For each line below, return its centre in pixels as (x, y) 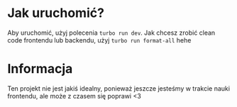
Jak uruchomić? (56, 13)
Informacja (40, 69)
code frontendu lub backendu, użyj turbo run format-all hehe (99, 40)
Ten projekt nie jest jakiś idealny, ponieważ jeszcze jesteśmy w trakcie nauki (119, 88)
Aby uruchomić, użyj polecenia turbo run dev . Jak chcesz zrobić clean (111, 33)
